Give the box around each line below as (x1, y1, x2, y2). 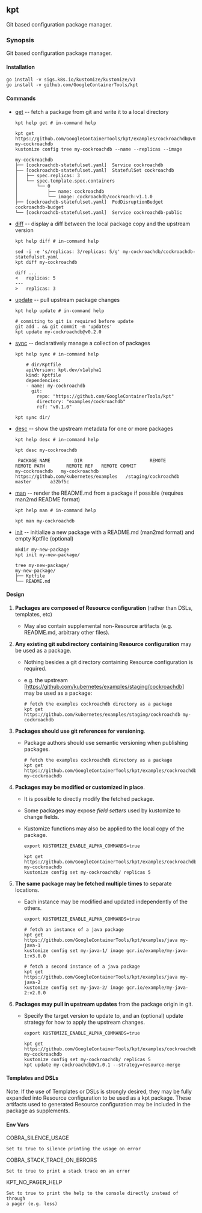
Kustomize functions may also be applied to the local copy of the (23, 825, 185, 832)
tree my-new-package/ (14, 562, 69, 568)
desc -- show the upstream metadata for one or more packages (14, 425, 173, 432)
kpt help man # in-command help (14, 507, 96, 513)
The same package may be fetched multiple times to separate (14, 880, 173, 887)
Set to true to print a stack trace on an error (6, 1168, 130, 1174)
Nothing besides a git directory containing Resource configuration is (23, 658, 194, 665)
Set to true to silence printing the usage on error (6, 1146, 141, 1152)
